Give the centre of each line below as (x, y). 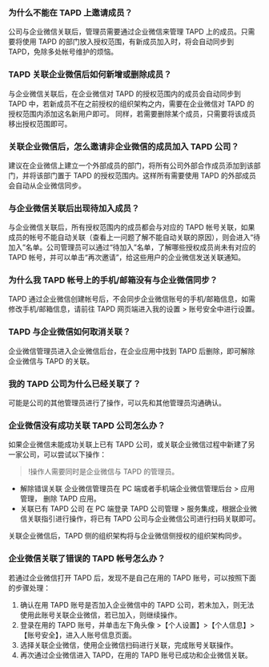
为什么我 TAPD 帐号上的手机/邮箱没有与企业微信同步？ (113, 280)
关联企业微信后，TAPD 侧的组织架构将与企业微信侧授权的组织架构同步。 (127, 536)
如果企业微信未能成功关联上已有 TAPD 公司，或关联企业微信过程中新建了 (128, 445)
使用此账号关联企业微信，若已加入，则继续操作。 (100, 615)
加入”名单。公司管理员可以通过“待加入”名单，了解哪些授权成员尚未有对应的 (132, 247)
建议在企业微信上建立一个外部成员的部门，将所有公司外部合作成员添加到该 (131, 165)
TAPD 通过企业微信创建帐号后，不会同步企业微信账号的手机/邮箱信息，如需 (132, 299)
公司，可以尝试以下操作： (64, 454)
